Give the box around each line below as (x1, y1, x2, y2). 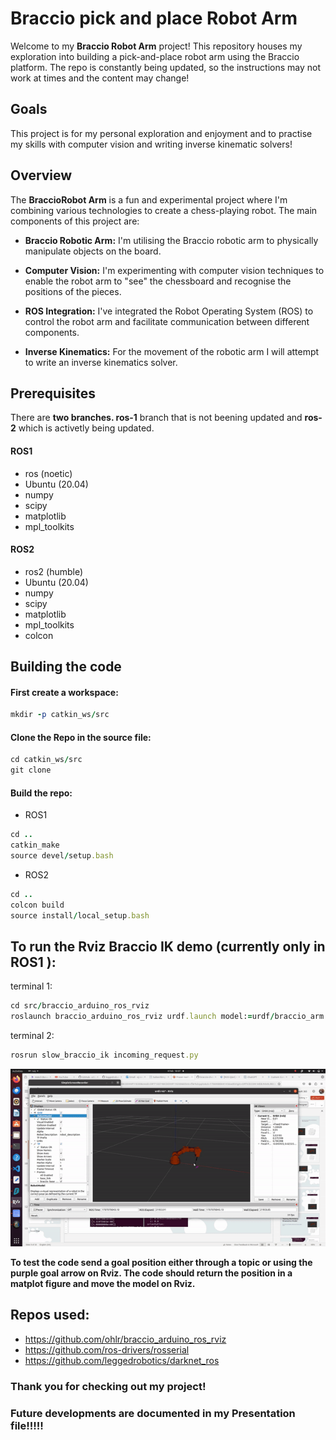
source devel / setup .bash (10, 851, 114, 861)
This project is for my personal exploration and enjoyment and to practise (10, 127, 313, 139)
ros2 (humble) (24, 565, 84, 577)
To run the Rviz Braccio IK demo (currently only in (10, 938, 326, 956)
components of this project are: (10, 215, 140, 227)
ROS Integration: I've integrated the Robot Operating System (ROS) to (24, 305, 314, 317)
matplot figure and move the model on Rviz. (10, 1278, 196, 1289)
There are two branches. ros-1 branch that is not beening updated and (10, 412, 303, 424)
